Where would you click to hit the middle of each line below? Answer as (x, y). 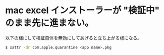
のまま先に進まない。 (50, 23)
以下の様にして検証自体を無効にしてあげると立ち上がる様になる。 (74, 38)
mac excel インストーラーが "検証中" (83, 10)
